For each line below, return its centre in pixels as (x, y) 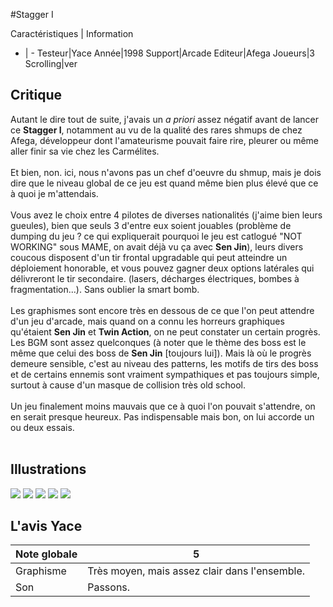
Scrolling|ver (51, 63)
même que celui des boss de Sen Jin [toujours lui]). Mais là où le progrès (161, 353)
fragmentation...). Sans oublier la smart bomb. (105, 289)
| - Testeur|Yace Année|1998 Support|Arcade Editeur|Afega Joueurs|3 (169, 53)
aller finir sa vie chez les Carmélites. (85, 151)
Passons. (109, 587)
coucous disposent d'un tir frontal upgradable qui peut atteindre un (149, 257)
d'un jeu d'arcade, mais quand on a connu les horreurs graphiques (147, 321)
